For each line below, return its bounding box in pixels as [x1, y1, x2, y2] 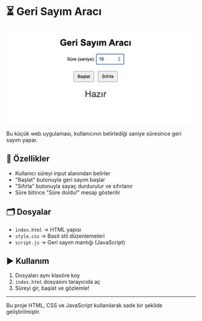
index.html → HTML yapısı [14, 226, 81, 233]
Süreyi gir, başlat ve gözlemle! [14, 284, 90, 292]
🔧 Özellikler [6, 154, 50, 164]
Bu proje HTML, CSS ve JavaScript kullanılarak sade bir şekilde [6, 302, 162, 309]
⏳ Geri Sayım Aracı [6, 5, 102, 19]
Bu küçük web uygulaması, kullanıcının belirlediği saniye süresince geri [6, 130, 182, 137]
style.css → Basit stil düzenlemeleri [14, 232, 105, 239]
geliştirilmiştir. [6, 308, 41, 316]
